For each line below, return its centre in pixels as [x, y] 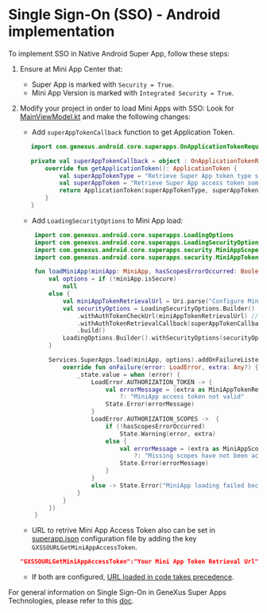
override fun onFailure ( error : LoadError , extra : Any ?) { [161, 367]
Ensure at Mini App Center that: [71, 68]
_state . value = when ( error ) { [129, 374]
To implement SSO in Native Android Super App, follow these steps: [119, 53]
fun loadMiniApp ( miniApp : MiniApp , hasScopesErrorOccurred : [136, 272]
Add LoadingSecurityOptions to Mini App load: [107, 220]
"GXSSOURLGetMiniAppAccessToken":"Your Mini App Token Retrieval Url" [139, 562]
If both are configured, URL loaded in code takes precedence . [133, 577]
